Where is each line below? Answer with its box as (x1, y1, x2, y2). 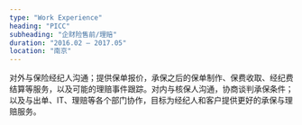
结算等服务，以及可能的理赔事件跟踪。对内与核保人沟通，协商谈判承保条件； (9, 84, 294, 94)
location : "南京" (9, 47, 72, 56)
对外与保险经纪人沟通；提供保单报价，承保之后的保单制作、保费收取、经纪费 (9, 73, 294, 84)
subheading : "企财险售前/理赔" (9, 30, 117, 39)
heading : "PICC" (9, 22, 70, 31)
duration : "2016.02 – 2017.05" (9, 38, 127, 48)
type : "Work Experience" (9, 13, 103, 22)
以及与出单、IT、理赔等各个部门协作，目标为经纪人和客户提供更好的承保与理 (9, 95, 293, 106)
